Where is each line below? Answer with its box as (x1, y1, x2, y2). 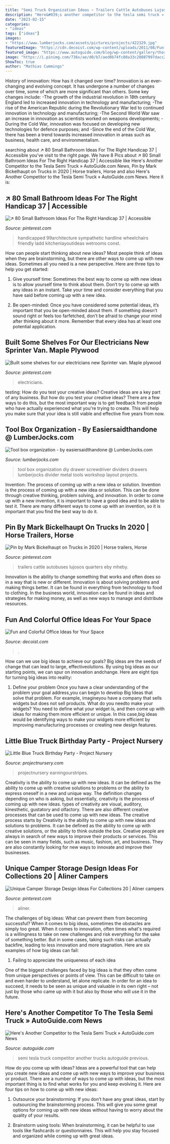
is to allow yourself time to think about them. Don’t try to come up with (12, 281, 159, 287)
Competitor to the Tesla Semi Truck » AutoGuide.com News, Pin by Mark (5, 163, 157, 169)
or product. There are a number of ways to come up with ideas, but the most (5, 1075, 165, 1082)
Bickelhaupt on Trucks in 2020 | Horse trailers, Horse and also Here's (5, 168, 150, 175)
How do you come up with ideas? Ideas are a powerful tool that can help (5, 1064, 156, 1071)
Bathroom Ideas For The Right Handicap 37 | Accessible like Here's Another (5, 158, 163, 164)
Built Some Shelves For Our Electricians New (5, 338, 149, 347)
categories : (5, 21, 30, 27)
